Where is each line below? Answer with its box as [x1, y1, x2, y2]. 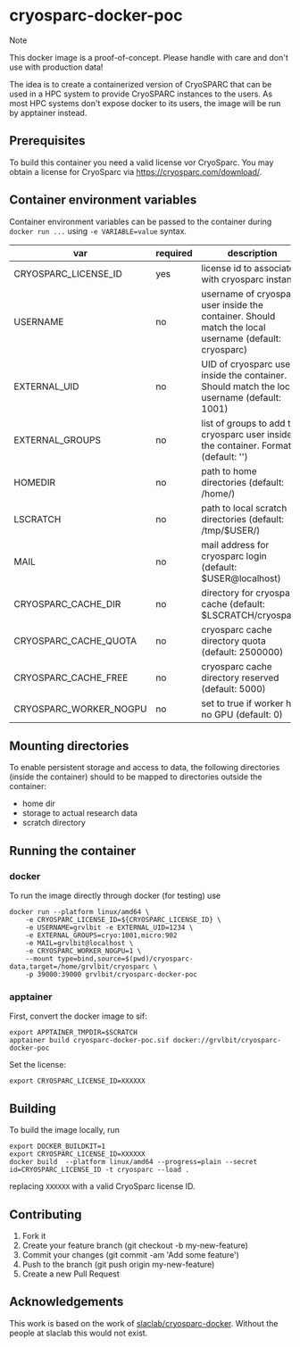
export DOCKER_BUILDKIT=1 [9, 1142, 105, 1152]
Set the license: [9, 1060, 67, 1070]
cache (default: [201, 597, 265, 610]
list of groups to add [201, 417, 286, 429]
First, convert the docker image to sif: [9, 1010, 147, 1022]
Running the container [9, 843, 137, 858]
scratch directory [21, 818, 87, 828]
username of [201, 287, 255, 300]
